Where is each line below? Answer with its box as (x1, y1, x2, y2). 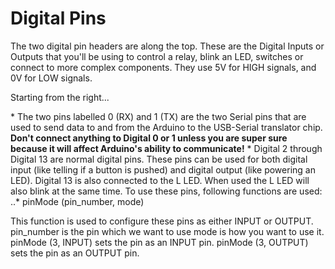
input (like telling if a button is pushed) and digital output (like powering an (10, 163, 316, 176)
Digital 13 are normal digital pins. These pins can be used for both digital (10, 153, 308, 165)
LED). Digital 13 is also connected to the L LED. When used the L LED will (10, 174, 310, 186)
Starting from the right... (10, 91, 110, 103)
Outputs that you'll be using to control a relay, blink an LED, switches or (10, 50, 304, 62)
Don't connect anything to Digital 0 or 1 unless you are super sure (10, 132, 288, 144)
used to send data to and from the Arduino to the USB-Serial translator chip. (10, 121, 323, 133)
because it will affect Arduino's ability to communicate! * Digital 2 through (10, 142, 323, 154)
